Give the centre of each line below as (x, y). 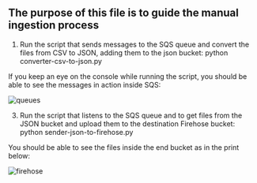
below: (19, 155)
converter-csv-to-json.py (61, 61)
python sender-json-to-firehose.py (76, 132)
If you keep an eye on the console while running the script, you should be (128, 76)
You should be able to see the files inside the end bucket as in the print (124, 147)
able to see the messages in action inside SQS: (85, 84)
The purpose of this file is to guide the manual (123, 13)
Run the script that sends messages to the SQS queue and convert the (134, 44)
